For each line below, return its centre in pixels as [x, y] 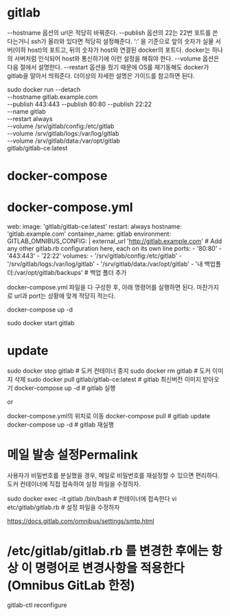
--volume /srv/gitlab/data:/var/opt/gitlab [64, 141]
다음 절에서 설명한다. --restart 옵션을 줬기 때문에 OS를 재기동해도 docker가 [108, 67]
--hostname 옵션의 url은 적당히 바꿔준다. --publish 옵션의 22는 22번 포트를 [109, 32]
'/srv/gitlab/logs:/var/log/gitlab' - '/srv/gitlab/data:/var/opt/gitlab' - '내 [105, 264]
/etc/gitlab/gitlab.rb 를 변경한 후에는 [108, 551]
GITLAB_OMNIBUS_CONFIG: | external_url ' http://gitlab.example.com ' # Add [115, 241]
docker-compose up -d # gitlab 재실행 [61, 424]
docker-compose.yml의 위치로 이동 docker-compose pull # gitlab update [109, 416]
